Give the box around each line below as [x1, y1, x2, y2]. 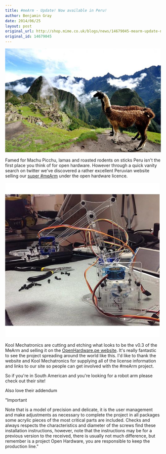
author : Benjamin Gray [5, 13, 52, 18]
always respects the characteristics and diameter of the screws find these [5, 422, 156, 428]
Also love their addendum [5, 388, 58, 393]
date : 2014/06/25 [5, 18, 41, 23]
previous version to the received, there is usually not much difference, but [5, 433, 156, 439]
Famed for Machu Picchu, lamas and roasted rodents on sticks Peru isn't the [5, 157, 161, 163]
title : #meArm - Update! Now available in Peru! [5, 8, 107, 13]
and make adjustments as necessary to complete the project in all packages [5, 412, 160, 417]
